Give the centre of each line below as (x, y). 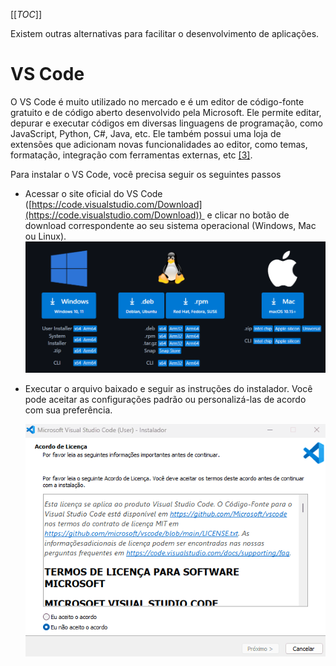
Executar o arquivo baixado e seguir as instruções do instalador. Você (168, 388)
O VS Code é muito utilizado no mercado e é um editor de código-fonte (157, 101)
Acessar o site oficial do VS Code (93, 193)
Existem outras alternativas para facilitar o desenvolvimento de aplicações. (165, 33)
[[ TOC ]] (26, 14)
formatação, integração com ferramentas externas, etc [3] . (131, 155)
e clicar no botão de (248, 215)
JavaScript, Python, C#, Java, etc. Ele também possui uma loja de (146, 133)
